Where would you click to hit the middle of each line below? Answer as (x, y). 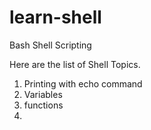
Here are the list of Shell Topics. (75, 64)
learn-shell (55, 17)
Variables (43, 94)
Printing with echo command (83, 83)
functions (43, 105)
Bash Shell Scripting (50, 45)
